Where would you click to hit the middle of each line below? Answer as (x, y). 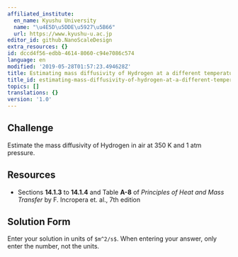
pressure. (21, 152)
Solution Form (39, 222)
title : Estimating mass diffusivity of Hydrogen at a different (104, 73)
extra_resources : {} (38, 47)
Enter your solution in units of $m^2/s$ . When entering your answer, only (112, 239)
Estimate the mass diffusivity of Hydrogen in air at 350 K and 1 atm (104, 145)
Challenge (30, 128)
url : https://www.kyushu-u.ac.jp (63, 34)
